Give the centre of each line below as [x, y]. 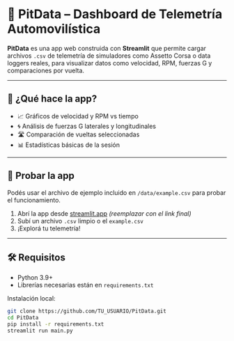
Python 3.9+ [35, 278]
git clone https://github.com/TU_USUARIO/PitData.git [87, 311]
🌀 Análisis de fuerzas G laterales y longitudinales [87, 126]
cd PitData [23, 318]
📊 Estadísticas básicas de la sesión [69, 145]
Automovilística [54, 29]
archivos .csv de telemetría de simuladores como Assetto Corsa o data [109, 56]
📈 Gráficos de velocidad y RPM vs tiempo [78, 116]
